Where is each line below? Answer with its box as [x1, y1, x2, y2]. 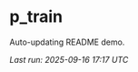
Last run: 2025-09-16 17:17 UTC [9, 54, 129, 65]
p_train [9, 6, 64, 27]
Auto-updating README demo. [9, 36, 125, 47]
